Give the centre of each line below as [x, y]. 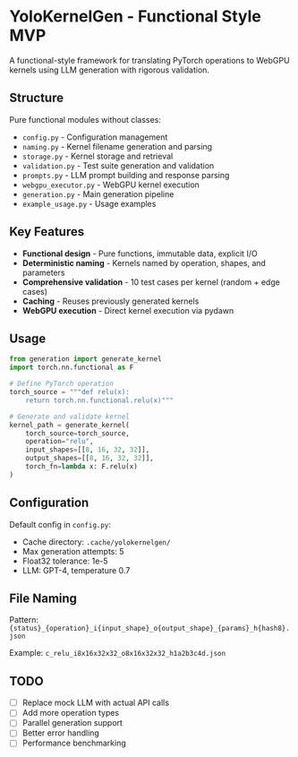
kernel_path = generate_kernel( [69, 425]
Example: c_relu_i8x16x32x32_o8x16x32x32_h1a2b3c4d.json [118, 653]
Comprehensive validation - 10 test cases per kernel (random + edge [151, 282]
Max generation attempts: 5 [73, 551]
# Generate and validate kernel [69, 417]
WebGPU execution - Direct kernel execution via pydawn [128, 310]
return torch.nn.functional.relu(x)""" [100, 400]
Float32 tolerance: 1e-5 [65, 561]
